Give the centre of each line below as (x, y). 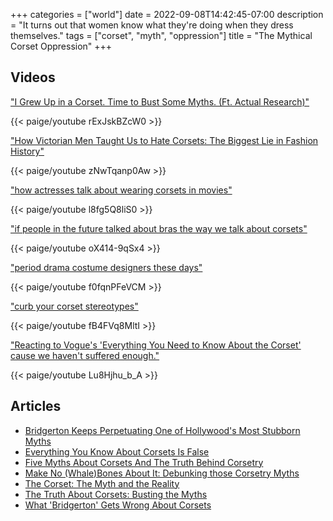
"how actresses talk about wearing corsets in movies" (121, 190)
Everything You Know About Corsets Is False (117, 451)
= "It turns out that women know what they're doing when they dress (152, 25)
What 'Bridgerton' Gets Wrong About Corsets (118, 505)
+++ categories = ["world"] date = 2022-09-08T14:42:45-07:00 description (167, 14)
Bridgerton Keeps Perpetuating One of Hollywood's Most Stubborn (162, 430)
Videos (33, 77)
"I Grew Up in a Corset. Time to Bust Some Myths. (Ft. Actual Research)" (160, 101)
